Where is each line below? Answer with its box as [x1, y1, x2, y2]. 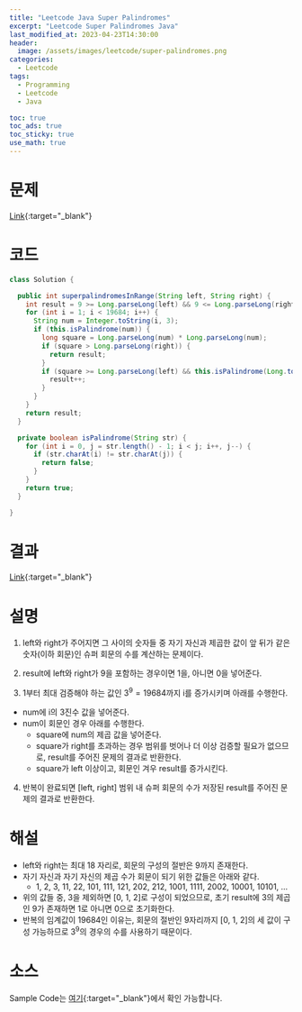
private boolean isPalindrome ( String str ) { [17, 433, 187, 442]
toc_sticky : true [9, 130, 75, 140]
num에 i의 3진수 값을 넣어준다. [22, 707, 130, 717]
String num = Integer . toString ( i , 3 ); [32, 316, 179, 325]
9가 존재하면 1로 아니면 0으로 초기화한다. [31, 903, 175, 914]
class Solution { [9, 275, 75, 284]
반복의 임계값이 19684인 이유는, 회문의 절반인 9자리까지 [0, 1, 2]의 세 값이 [22, 914, 281, 925]
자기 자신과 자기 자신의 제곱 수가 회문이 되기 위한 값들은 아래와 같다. [22, 871, 260, 881]
